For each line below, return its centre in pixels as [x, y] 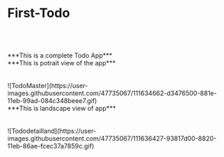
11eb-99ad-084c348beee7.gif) [52, 100]
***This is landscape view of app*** [62, 108]
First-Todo [39, 13]
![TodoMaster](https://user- [48, 85]
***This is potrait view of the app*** [62, 63]
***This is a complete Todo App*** [60, 55]
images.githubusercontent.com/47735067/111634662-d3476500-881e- [112, 93]
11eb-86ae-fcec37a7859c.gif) [51, 146]
